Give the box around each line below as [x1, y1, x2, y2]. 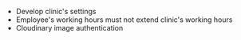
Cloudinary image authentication [15, 24, 124, 32]
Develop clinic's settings [15, 7, 97, 16]
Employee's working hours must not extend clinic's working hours [15, 15, 233, 24]
